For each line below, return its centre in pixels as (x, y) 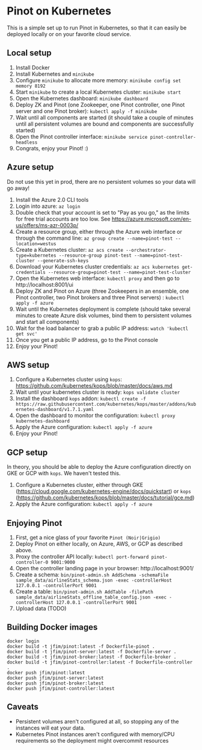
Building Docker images (52, 627)
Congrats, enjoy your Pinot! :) (52, 148)
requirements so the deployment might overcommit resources (92, 740)
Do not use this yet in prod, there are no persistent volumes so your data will (101, 181)
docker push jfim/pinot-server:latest (55, 678)
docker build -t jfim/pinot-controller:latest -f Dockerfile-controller (100, 662)
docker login (23, 641)
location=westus (36, 244)
